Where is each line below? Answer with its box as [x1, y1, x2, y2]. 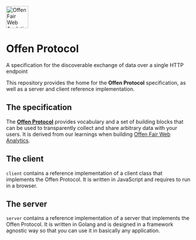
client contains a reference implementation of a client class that [6, 169, 163, 176]
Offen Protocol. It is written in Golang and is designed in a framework [6, 221, 174, 228]
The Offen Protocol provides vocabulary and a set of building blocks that [6, 118, 184, 125]
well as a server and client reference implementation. [6, 85, 135, 92]
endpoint [6, 68, 28, 75]
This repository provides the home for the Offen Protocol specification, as [6, 79, 187, 86]
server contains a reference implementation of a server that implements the [6, 215, 190, 222]
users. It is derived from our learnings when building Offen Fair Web [6, 131, 171, 138]
